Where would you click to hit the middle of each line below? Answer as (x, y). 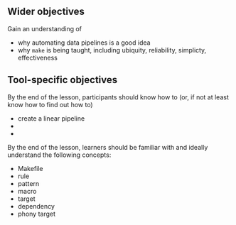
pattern (28, 183)
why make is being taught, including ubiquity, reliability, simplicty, (112, 50)
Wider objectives (46, 12)
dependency (36, 206)
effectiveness (38, 57)
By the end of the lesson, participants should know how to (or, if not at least (118, 97)
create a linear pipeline (51, 118)
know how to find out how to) (50, 104)
